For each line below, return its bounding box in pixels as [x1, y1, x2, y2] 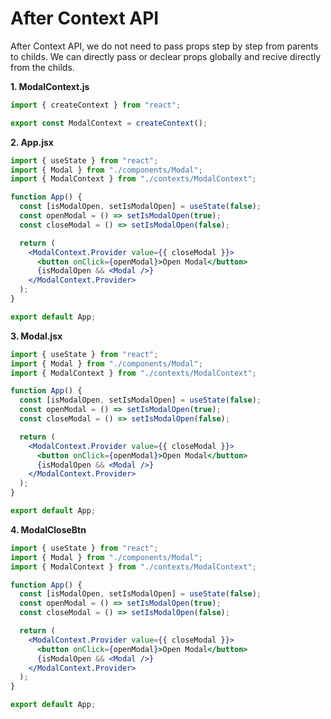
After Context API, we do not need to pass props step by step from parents [10, 40, 319, 52]
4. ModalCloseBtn [10, 523, 87, 536]
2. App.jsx [10, 136, 54, 148]
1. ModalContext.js [10, 80, 90, 92]
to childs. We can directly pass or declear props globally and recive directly [10, 50, 322, 62]
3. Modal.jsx [10, 330, 63, 342]
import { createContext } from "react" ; [10, 100, 182, 110]
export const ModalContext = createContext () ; [10, 118, 208, 128]
